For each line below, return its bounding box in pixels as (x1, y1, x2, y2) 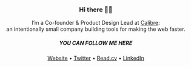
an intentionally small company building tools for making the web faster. (6, 25, 186, 33)
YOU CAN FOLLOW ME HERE (59, 39, 133, 46)
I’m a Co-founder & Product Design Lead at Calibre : (31, 19, 161, 27)
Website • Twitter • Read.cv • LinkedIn (47, 54, 144, 62)
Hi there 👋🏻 (79, 5, 113, 14)
